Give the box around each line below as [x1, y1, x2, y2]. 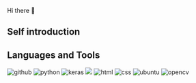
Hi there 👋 [7, 7, 36, 14]
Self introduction [7, 26, 81, 37]
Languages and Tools [7, 49, 100, 61]
